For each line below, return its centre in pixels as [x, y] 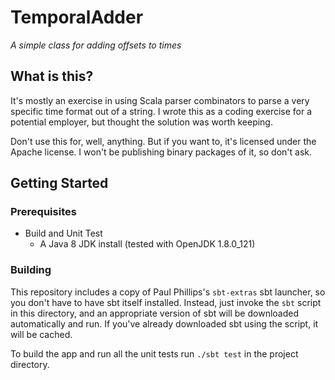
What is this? [52, 76]
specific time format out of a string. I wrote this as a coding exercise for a [161, 111]
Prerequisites [43, 212]
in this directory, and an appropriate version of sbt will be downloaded [154, 313]
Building [31, 270]
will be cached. [41, 334]
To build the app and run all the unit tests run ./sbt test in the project [154, 353]
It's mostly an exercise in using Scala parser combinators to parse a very [160, 100]
